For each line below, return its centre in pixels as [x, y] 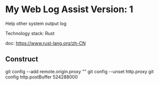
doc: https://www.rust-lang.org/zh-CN [45, 43]
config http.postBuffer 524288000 [42, 77]
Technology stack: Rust [30, 33]
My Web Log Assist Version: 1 [69, 9]
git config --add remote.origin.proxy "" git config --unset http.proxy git [79, 71]
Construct [22, 59]
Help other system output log [36, 23]
